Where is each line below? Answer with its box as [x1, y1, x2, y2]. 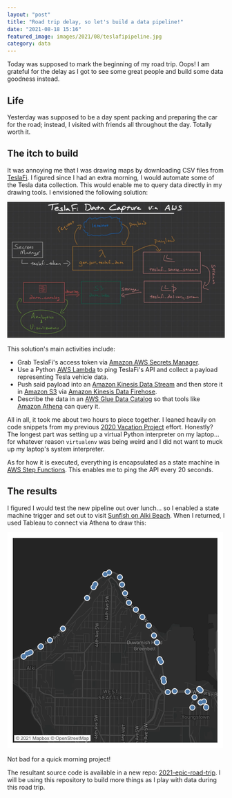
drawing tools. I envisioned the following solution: [7, 188, 148, 196]
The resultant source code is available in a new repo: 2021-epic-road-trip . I [7, 768, 221, 777]
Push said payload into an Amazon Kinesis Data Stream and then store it [17, 380, 223, 388]
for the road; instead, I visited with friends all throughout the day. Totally [7, 120, 212, 128]
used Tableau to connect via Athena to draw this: [7, 518, 147, 527]
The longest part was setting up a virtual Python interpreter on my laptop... [7, 430, 220, 438]
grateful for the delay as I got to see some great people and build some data [7, 68, 224, 76]
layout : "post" [7, 11, 51, 18]
